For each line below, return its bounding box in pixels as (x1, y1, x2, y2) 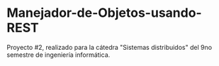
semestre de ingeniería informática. (6, 51, 111, 59)
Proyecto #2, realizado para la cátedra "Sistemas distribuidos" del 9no (6, 43, 213, 51)
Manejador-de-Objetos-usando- (6, 5, 203, 21)
